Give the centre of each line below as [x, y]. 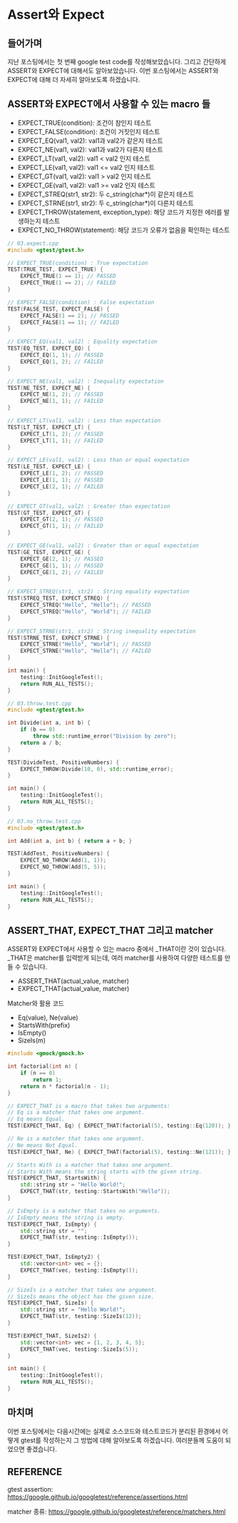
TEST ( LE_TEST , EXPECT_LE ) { [49, 467]
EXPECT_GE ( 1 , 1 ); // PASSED [62, 566]
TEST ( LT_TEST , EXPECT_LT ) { [49, 427]
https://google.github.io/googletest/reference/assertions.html [98, 1497]
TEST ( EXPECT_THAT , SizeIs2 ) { [52, 1336]
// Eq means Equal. [36, 1119]
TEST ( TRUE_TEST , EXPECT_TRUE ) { [55, 270]
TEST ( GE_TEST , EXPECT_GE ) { [49, 552]
